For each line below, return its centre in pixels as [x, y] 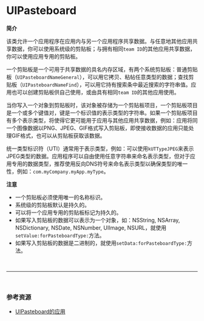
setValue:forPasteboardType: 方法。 [60, 235]
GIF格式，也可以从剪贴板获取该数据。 [58, 135]
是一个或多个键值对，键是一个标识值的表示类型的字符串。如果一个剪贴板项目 [102, 113]
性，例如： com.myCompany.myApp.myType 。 [58, 171]
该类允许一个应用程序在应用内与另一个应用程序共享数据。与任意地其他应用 [99, 41]
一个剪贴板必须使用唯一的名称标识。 [60, 197]
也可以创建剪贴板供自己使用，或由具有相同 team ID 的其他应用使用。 [96, 92]
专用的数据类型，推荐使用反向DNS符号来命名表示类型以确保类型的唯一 [100, 164]
